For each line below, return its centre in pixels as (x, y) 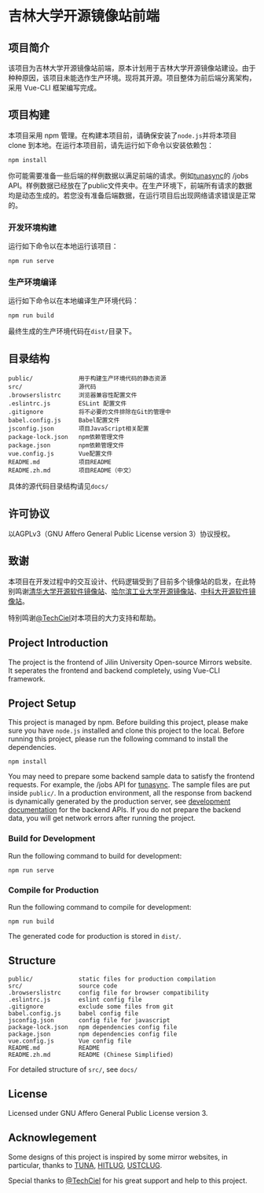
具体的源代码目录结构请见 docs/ (58, 486)
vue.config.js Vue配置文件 (60, 454)
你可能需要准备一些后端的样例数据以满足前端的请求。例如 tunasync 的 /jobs (128, 175)
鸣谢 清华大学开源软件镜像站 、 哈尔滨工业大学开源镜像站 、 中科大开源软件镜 (135, 591)
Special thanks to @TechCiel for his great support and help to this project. (128, 1180)
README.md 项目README (60, 462)
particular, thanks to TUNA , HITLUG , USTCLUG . (85, 1165)
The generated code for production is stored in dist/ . (95, 936)
